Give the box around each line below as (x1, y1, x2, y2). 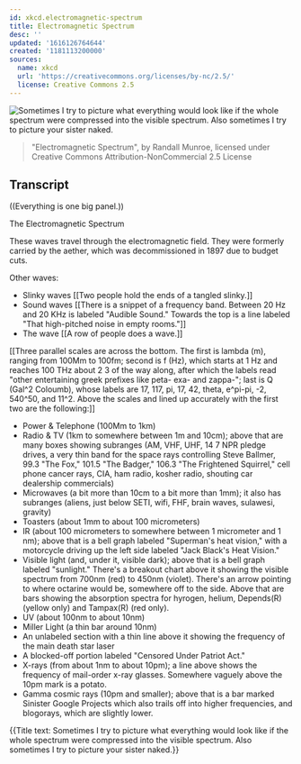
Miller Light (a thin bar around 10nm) (22, 622, 157, 632)
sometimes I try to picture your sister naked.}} (9, 744, 180, 755)
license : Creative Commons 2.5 (17, 80, 135, 89)
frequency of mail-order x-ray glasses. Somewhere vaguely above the (22, 669, 283, 680)
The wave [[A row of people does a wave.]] (22, 328, 183, 339)
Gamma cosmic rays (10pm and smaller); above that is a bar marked (22, 688, 275, 699)
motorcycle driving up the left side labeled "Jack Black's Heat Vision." (22, 545, 280, 556)
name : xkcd (17, 64, 58, 73)
